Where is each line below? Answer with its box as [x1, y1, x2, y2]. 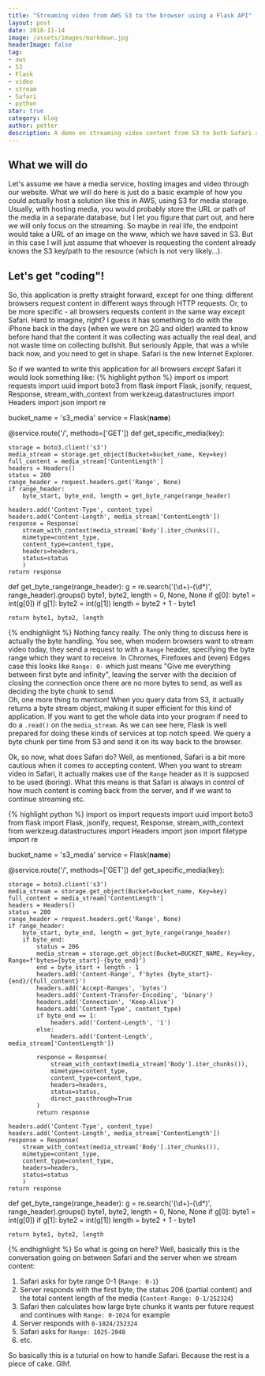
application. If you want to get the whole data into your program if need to [8, 712, 248, 721]
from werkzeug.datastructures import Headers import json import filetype [8, 826, 248, 836]
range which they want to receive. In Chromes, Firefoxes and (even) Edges [8, 653, 251, 663]
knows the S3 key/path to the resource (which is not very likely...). [8, 246, 222, 256]
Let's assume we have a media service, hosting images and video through [8, 179, 249, 189]
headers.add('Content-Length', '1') [50, 1019, 171, 1027]
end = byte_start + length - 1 [36, 964, 140, 972]
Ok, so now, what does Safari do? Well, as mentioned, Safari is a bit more [8, 752, 246, 762]
